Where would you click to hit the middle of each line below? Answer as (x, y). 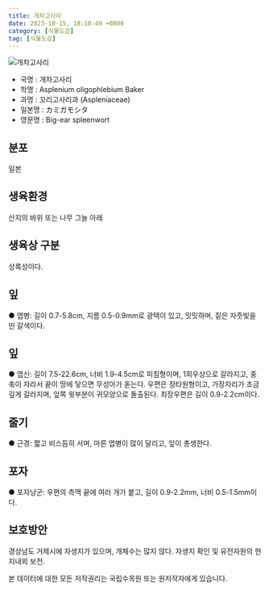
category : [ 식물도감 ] (41, 31)
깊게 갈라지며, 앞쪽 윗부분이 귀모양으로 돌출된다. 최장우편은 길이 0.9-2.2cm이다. (134, 394)
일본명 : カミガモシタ (54, 110)
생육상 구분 (34, 246)
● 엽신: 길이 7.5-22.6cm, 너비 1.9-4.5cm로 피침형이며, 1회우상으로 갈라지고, (128, 374)
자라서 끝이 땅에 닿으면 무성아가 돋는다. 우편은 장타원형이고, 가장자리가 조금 (141, 384)
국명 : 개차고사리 (46, 80)
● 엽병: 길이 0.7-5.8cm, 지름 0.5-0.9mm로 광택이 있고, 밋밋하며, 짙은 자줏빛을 (132, 315)
